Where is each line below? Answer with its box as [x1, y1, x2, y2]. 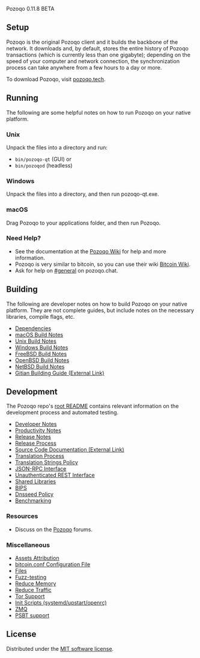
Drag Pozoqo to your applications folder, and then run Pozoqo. [6, 219, 161, 226]
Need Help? [6, 234, 41, 243]
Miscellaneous [6, 540, 50, 549]
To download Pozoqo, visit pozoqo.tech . [6, 75, 106, 83]
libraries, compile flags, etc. [6, 313, 75, 320]
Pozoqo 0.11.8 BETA [6, 5, 55, 12]
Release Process [14, 439, 57, 447]
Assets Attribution [14, 555, 59, 562]
